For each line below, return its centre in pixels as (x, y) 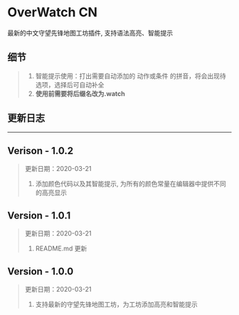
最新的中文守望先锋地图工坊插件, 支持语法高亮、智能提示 (90, 33)
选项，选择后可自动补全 (70, 84)
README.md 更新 (61, 248)
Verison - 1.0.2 (40, 151)
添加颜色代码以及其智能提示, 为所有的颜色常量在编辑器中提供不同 (131, 184)
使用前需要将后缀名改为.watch (80, 94)
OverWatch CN (53, 12)
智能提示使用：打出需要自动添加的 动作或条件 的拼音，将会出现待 (131, 76)
